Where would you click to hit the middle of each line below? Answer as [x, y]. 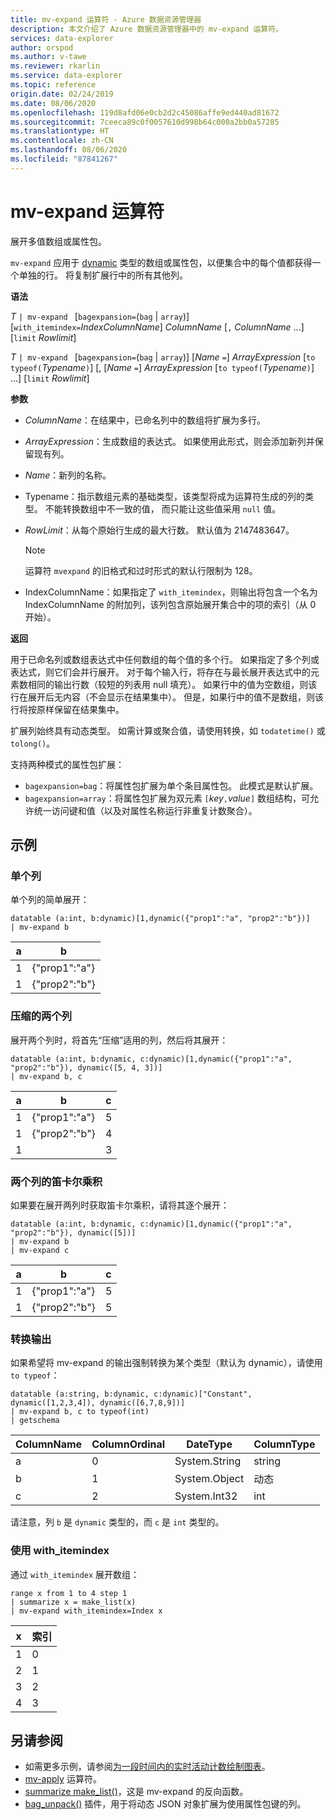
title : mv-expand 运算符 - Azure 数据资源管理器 [106, 19]
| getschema [35, 1421]
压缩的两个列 [41, 1016]
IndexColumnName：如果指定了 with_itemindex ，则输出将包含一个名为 [171, 592]
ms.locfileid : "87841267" [64, 159]
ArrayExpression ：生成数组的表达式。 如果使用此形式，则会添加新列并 [169, 441]
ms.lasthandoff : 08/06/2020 [69, 150]
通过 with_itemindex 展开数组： [75, 1574]
